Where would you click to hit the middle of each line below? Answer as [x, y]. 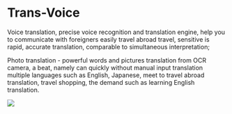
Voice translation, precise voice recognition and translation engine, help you [116, 32]
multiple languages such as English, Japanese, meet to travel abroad [106, 75]
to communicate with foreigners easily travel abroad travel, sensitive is [109, 39]
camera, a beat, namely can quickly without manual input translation [105, 67]
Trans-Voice [44, 13]
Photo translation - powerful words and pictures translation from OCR [107, 60]
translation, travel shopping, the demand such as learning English [101, 82]
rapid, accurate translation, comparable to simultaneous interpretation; [109, 47]
